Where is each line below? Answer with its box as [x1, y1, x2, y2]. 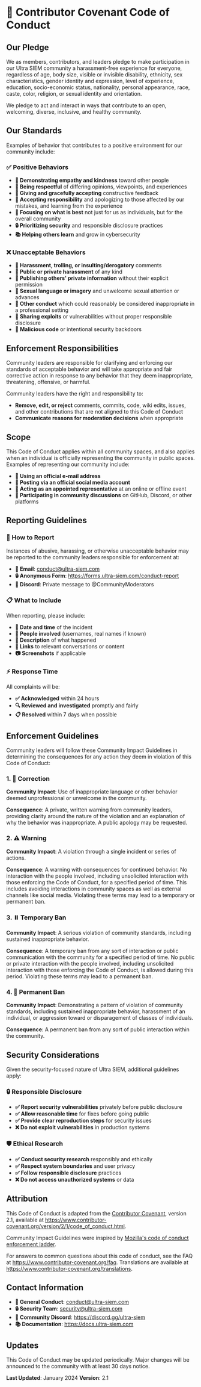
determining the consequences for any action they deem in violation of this [6, 753, 192, 760]
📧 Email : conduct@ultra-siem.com [14, 565, 100, 572]
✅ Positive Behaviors [6, 163, 69, 171]
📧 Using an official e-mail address [14, 473, 101, 480]
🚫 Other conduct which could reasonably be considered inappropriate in [14, 300, 195, 308]
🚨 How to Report [6, 533, 55, 542]
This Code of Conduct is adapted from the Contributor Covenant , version [6, 1209, 187, 1217]
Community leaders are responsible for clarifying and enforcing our [6, 359, 173, 367]
